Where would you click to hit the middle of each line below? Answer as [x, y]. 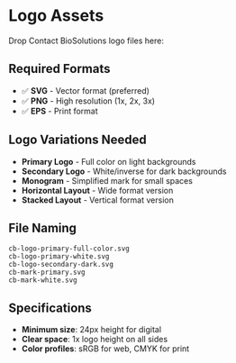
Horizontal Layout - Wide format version [97, 190]
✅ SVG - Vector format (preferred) [86, 90]
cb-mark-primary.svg [47, 272]
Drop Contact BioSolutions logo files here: [86, 41]
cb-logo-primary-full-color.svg [69, 249]
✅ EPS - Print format [59, 111]
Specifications [50, 308]
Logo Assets [56, 16]
